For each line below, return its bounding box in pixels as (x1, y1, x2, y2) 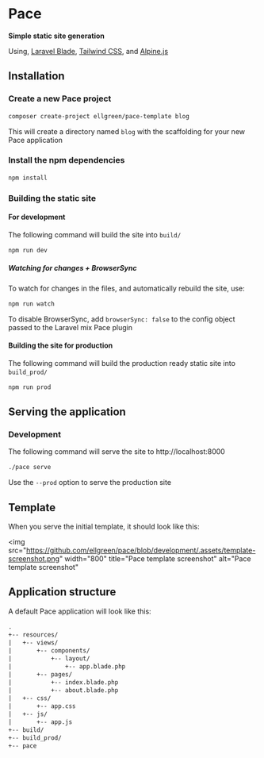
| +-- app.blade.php (8, 662, 126, 671)
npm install (8, 174, 48, 182)
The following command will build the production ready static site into (8, 358, 236, 367)
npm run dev (8, 246, 48, 254)
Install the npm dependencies (8, 155, 125, 166)
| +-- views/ (8, 638, 59, 647)
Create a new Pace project (8, 93, 112, 104)
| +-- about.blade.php (8, 686, 119, 695)
